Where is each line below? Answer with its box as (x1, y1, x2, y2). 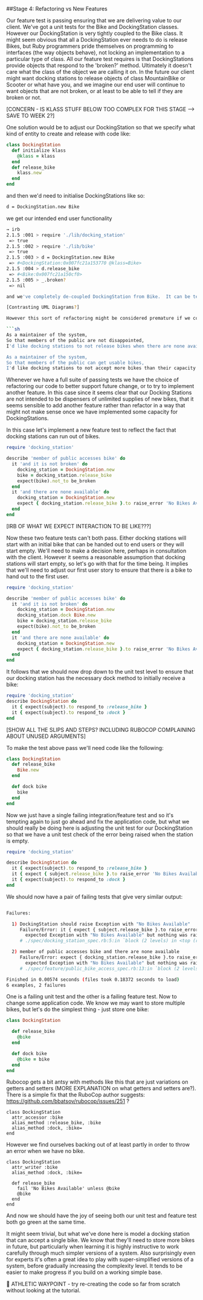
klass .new (17, 170, 42, 176)
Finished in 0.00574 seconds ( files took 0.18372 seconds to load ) (6, 976, 180, 983)
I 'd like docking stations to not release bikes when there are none (6, 343, 185, 349)
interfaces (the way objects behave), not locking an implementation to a (6, 49, 185, 56)
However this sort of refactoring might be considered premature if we (6, 315, 190, 322)
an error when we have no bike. (6, 1148, 85, 1155)
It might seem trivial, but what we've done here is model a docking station (6, 1230, 190, 1238)
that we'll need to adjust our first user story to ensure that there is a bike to (6, 566, 192, 574)
